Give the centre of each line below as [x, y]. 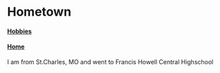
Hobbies [20, 31]
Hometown [39, 12]
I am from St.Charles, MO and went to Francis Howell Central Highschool [110, 61]
